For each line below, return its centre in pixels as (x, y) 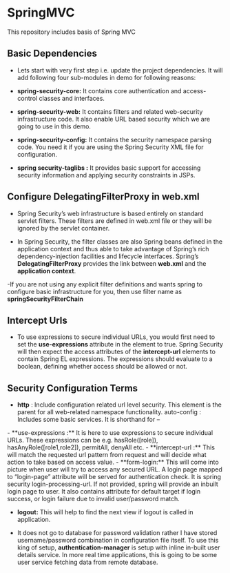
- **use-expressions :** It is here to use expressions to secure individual (110, 433)
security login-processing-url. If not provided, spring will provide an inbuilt (113, 484)
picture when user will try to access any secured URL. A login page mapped (115, 469)
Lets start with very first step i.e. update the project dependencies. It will (120, 70)
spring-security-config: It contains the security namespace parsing (114, 139)
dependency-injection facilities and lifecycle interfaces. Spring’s (108, 256)
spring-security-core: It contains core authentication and (99, 90)
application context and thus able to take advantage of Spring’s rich (113, 249)
